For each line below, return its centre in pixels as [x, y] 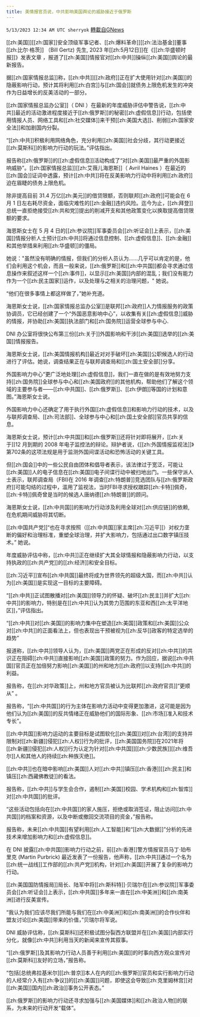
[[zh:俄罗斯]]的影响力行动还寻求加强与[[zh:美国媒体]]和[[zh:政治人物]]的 [94, 1000]
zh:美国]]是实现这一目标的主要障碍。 [60, 582]
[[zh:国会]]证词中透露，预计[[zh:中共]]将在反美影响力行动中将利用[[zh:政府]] [99, 175]
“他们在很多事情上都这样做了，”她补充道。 [57, 293]
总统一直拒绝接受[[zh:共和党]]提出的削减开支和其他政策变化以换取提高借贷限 [100, 210]
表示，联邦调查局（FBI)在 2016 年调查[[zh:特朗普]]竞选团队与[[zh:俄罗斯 [99, 480]
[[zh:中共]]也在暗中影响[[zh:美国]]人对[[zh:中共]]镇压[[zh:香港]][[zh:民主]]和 [99, 768]
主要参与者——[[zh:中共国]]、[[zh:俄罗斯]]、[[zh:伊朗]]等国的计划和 [99, 389]
